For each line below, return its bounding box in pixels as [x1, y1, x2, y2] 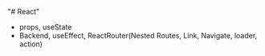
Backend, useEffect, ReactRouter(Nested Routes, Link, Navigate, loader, [18, 31, 258, 40]
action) [18, 39, 43, 49]
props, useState [18, 22, 72, 31]
